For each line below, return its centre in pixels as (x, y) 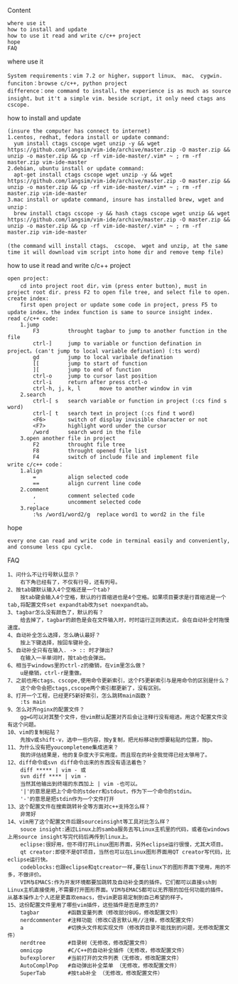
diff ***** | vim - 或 (53, 770)
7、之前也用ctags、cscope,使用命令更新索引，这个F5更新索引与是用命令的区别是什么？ (118, 680)
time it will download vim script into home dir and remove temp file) (115, 252)
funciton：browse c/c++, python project (67, 83)
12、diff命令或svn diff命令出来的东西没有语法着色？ (77, 762)
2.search (33, 395)
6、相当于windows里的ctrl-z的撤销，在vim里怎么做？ (77, 666)
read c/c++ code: (33, 318)
